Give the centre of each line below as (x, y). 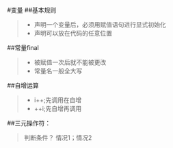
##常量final (23, 48)
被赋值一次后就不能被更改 (70, 62)
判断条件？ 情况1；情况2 (58, 138)
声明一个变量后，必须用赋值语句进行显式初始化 (100, 25)
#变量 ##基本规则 (32, 10)
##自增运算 (23, 85)
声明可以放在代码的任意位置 (73, 33)
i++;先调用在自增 (58, 100)
